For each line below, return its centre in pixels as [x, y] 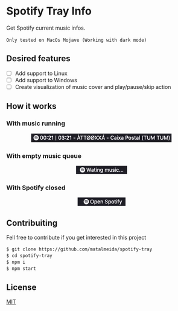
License [21, 287]
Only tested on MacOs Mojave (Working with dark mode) [77, 40]
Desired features [38, 59]
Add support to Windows [46, 80]
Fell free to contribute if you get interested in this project [76, 238]
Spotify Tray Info [49, 11]
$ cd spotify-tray [29, 255]
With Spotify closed [36, 188]
